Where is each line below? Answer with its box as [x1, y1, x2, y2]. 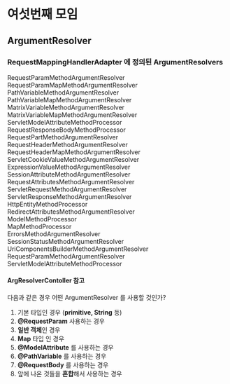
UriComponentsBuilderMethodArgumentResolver [7, 245, 149, 253]
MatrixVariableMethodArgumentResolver [7, 103, 124, 111]
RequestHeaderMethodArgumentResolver [7, 140, 128, 149]
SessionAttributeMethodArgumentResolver [7, 170, 131, 179]
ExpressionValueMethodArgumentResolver [7, 163, 131, 171]
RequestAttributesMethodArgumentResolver [7, 177, 135, 186]
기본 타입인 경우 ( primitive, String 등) [17, 308, 122, 317]
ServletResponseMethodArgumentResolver [7, 192, 132, 200]
